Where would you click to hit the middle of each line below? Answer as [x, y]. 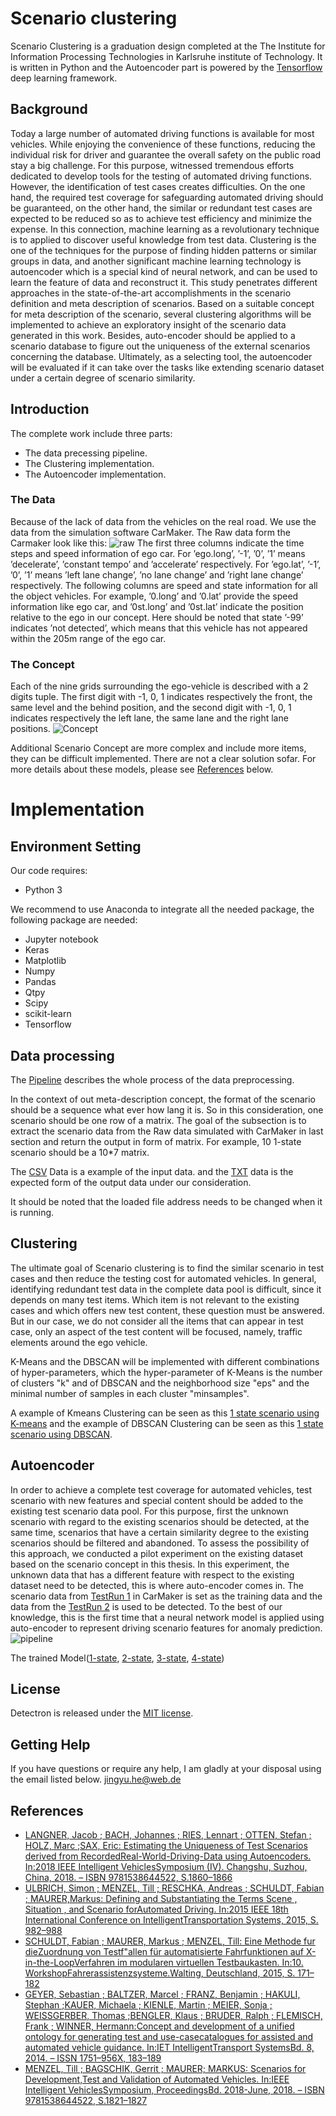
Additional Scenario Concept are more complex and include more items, [158, 748]
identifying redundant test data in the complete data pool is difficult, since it [166, 1289]
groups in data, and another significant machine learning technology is [156, 261]
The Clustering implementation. [89, 463]
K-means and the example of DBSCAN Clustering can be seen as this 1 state [167, 1423]
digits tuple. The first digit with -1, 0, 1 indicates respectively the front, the [161, 697]
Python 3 [43, 890]
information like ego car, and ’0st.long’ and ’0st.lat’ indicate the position [157, 606]
